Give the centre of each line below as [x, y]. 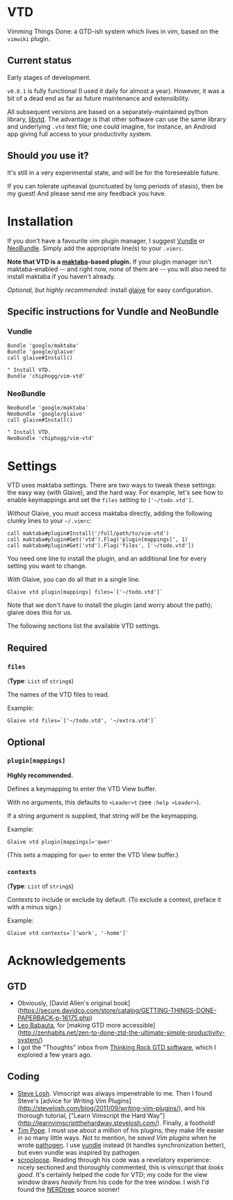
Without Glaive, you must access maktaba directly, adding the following [110, 513]
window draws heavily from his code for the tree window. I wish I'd [113, 1182]
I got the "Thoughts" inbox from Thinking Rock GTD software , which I [116, 1048]
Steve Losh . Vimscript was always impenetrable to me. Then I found [115, 1093]
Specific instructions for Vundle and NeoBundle [113, 311]
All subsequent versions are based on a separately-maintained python [108, 111]
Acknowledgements [67, 961]
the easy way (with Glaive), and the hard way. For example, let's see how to [115, 493]
